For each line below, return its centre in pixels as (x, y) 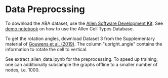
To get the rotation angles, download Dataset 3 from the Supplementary (80, 38)
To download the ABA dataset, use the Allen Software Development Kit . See (84, 23)
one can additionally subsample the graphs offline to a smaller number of (81, 64)
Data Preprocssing (45, 9)
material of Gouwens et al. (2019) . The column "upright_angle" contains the (84, 44)
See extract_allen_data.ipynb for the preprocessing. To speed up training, (82, 59)
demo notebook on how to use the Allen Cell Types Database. (70, 28)
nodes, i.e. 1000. (23, 70)
